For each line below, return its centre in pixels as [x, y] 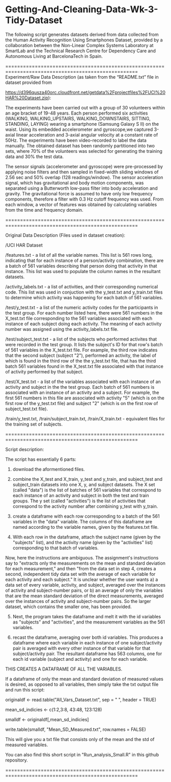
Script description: [25, 449]
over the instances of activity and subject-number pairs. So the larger [78, 601]
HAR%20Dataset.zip [27, 98]
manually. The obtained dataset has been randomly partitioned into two [80, 146]
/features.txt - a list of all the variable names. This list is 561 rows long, [79, 255]
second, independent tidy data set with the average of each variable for [80, 574]
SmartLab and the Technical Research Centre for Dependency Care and [81, 51]
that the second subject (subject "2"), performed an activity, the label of [81, 355]
